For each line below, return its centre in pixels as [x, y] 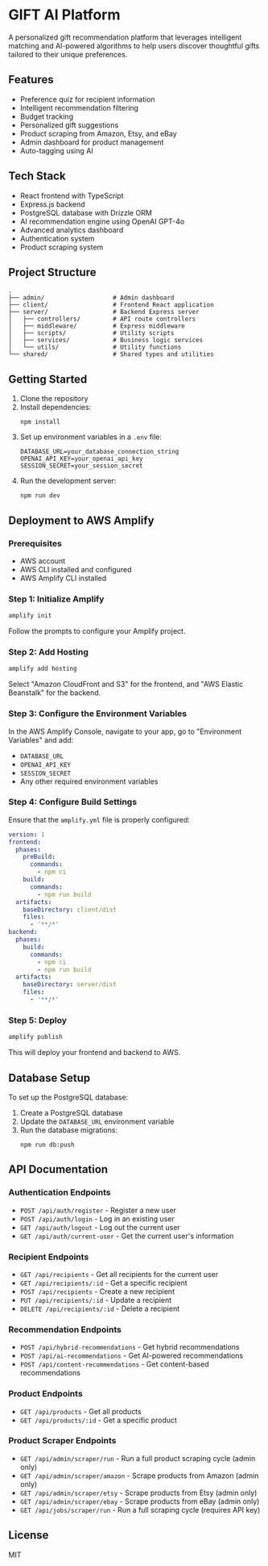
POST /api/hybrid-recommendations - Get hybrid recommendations [130, 1347]
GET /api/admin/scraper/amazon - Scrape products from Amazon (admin [139, 1476]
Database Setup [49, 1078]
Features [31, 80]
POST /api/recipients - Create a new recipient [97, 1291]
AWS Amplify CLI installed [63, 578]
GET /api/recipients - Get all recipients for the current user [119, 1274]
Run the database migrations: [69, 1130]
